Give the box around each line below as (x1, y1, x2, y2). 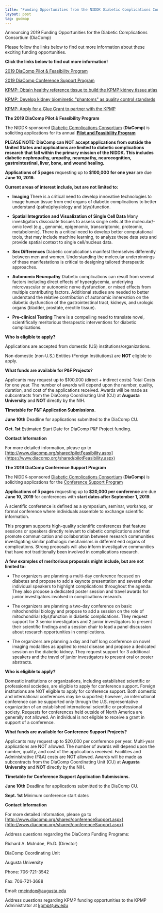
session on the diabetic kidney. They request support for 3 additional (12, 649, 150, 655)
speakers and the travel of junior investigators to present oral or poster (12, 654, 154, 660)
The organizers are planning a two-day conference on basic (12, 603, 132, 609)
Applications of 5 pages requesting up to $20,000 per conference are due (5, 489, 157, 495)
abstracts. (12, 659, 33, 665)
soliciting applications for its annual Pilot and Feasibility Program (5, 130, 136, 136)
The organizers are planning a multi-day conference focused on (12, 573, 140, 579)
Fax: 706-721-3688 (5, 878, 44, 884)
